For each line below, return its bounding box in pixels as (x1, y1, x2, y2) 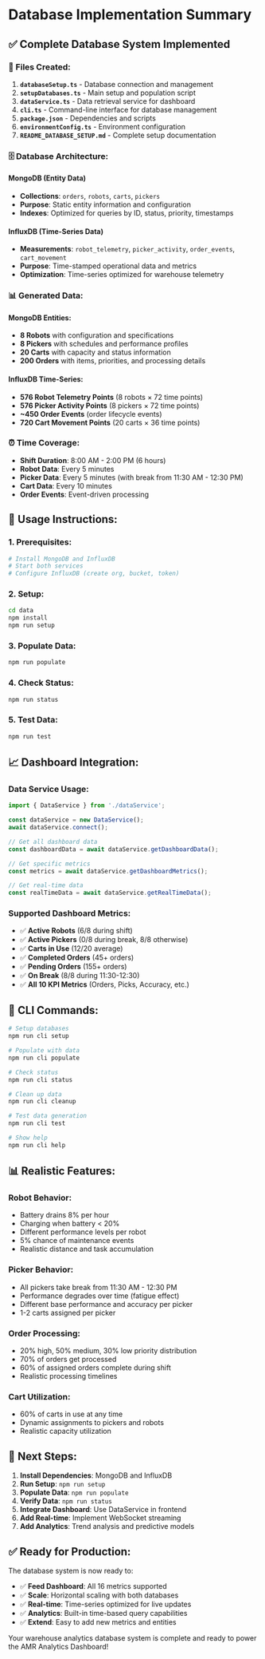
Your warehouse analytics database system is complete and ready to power (8, 1633, 257, 1642)
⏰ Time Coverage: (8, 438, 80, 449)
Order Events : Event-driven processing (19, 489, 150, 499)
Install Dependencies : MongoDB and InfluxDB (19, 1471, 173, 1480)
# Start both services (8, 562, 84, 570)
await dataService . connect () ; (8, 824, 109, 832)
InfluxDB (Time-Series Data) (8, 226, 104, 236)
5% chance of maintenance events (19, 1236, 134, 1245)
